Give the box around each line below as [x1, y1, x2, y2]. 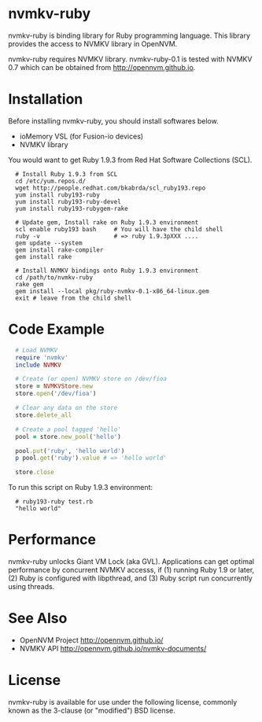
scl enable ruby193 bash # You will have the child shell [15, 225, 223, 233]
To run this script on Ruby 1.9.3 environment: [8, 483, 153, 492]
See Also [8, 610, 68, 628]
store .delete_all [15, 411, 72, 419]
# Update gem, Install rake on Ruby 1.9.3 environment [15, 218, 199, 227]
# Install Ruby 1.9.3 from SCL [15, 170, 118, 178]
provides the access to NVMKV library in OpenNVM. [8, 39, 178, 48]
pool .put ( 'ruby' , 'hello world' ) [15, 447, 125, 455]
